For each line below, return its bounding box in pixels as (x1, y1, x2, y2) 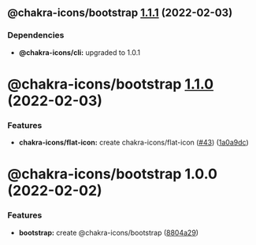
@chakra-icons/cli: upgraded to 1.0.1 (18, 47, 141, 57)
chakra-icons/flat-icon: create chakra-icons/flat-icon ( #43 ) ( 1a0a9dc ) (18, 137, 249, 148)
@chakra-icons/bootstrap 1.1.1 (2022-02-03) (7, 6, 233, 20)
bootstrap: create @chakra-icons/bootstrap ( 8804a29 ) (18, 228, 198, 237)
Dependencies (7, 30, 65, 41)
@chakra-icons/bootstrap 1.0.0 (7, 165, 218, 183)
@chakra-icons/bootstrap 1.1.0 (7, 75, 214, 93)
